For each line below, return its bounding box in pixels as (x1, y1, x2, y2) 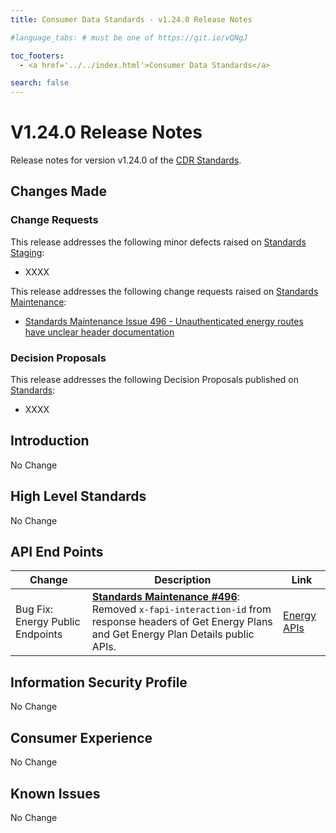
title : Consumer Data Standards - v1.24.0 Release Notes (10, 14, 253, 25)
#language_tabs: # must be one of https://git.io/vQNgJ (10, 32, 248, 43)
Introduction (10, 432, 90, 450)
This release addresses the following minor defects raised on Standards (10, 236, 307, 248)
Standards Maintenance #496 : (91, 590, 241, 604)
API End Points (10, 544, 104, 561)
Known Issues (10, 785, 101, 802)
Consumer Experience (10, 729, 153, 746)
